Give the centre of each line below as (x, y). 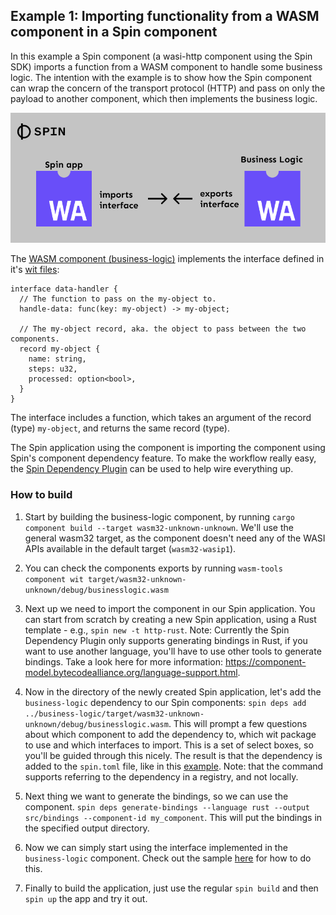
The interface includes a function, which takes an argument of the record (161, 418)
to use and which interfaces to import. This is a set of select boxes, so (169, 745)
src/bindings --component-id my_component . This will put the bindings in (173, 817)
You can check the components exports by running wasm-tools (153, 568)
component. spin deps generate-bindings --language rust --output (167, 806)
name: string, (57, 359)
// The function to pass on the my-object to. (118, 299)
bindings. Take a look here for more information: (124, 661)
